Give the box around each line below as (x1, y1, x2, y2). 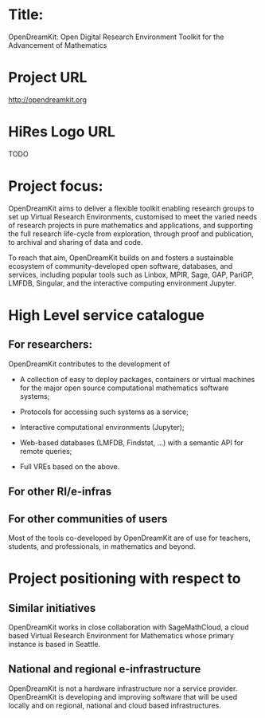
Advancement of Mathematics (8, 40, 107, 49)
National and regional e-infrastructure (8, 662, 201, 676)
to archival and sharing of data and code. (8, 237, 143, 247)
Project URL (8, 69, 88, 87)
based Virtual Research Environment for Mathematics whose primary (8, 630, 235, 640)
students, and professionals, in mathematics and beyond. (8, 541, 197, 551)
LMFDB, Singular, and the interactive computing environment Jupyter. (8, 278, 237, 288)
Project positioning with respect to (8, 570, 241, 588)
